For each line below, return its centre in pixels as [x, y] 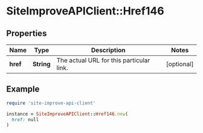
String [41, 64]
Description [108, 50]
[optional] [180, 64]
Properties [27, 33]
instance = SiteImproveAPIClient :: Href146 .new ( [67, 114]
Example [23, 89]
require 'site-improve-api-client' [51, 103]
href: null [25, 119]
